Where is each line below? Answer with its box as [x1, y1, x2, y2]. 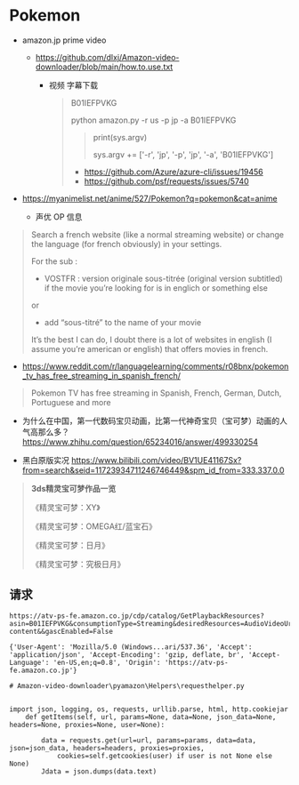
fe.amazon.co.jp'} [9, 666, 77, 675]
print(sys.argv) [93, 132, 148, 142]
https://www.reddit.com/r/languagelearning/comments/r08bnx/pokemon [21, 361, 289, 372]
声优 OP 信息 [35, 211, 83, 222]
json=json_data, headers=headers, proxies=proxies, [9, 743, 205, 752]
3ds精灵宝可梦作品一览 [30, 483, 117, 493]
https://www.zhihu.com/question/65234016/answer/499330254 [21, 437, 259, 447]
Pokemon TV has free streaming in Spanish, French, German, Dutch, [30, 388, 282, 398]
